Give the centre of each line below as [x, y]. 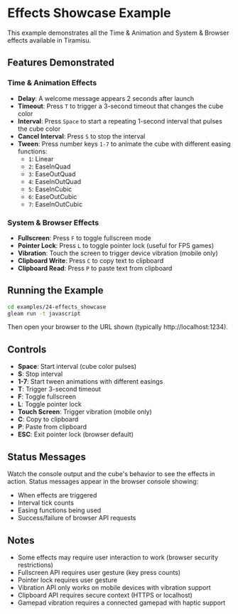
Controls [27, 349]
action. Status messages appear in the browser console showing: [103, 482]
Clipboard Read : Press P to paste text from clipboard [95, 268]
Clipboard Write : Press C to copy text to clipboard [91, 260]
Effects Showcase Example [89, 13]
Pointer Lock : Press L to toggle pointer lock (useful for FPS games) [116, 245]
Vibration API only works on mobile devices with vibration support [114, 587]
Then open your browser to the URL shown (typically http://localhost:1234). [118, 327]
